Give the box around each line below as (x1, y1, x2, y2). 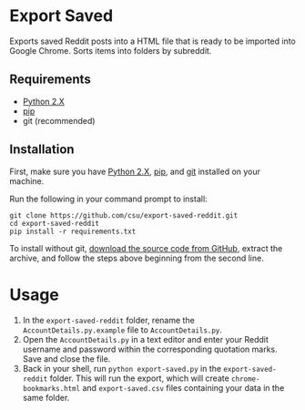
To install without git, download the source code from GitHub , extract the (9, 242, 283, 253)
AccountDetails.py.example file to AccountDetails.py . (22, 324, 223, 335)
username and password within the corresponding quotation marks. (22, 343, 278, 354)
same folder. (22, 392, 70, 403)
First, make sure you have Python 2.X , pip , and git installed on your (9, 166, 261, 177)
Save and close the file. (22, 353, 111, 364)
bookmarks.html (22, 384, 81, 393)
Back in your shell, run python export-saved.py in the (22, 363, 221, 374)
